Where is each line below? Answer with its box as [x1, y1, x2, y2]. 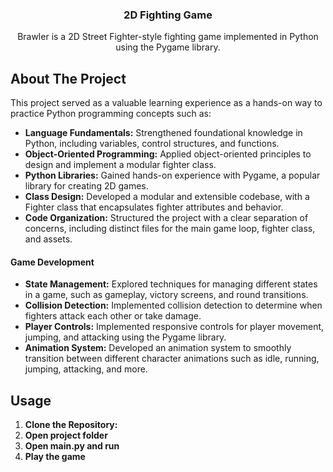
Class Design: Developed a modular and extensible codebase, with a [24, 191, 310, 203]
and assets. [24, 233, 73, 245]
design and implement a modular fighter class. [24, 159, 217, 171]
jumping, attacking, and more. [24, 363, 148, 375]
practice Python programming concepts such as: [10, 108, 212, 120]
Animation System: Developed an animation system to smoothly [24, 342, 292, 354]
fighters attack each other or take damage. [24, 310, 202, 322]
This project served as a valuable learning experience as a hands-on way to [10, 97, 323, 109]
